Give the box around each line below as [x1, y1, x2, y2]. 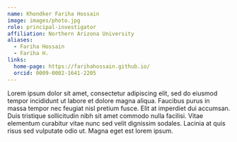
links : [7, 57, 27, 64]
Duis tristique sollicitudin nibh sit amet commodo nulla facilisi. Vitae [7, 111, 204, 120]
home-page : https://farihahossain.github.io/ [13, 63, 151, 70]
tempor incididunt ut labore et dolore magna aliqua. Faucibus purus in [7, 96, 210, 105]
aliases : [7, 37, 33, 44]
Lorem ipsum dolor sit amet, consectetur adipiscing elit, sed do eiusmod [7, 89, 218, 97]
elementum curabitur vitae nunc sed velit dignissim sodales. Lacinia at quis [7, 119, 226, 127]
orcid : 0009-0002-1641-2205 [13, 69, 97, 76]
